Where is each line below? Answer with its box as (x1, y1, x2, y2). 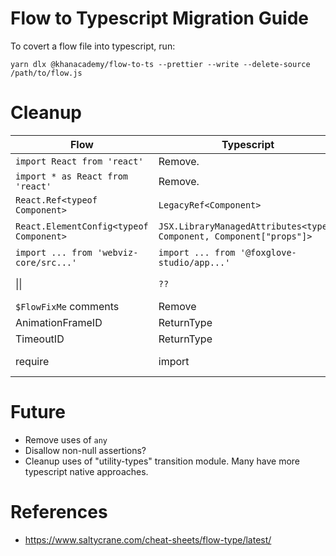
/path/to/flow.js (10, 68, 83, 78)
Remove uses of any (24, 433, 108, 446)
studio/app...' (158, 257, 231, 268)
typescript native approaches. (24, 465, 149, 477)
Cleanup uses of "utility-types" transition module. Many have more (24, 455, 301, 467)
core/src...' (15, 257, 78, 268)
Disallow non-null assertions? (24, 444, 147, 456)
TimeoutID (15, 332, 65, 346)
